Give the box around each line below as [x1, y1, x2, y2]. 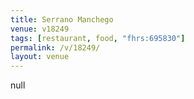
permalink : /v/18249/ [10, 42, 101, 53]
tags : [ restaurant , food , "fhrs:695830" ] [10, 33, 186, 43]
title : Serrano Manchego [10, 14, 114, 25]
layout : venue [10, 52, 70, 62]
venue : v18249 [10, 24, 70, 34]
